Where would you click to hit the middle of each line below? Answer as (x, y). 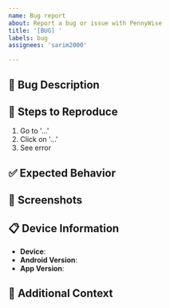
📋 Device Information (64, 228)
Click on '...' (39, 140)
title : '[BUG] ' (35, 30)
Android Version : (49, 259)
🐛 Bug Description (54, 85)
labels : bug (28, 38)
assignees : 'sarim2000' (48, 45)
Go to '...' (34, 131)
